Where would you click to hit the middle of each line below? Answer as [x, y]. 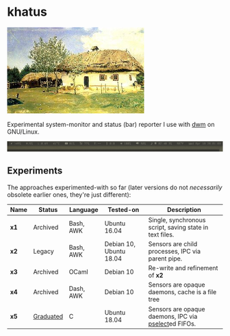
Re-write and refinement [183, 268]
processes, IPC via [174, 251]
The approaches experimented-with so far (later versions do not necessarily [115, 187]
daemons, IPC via [173, 316]
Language [84, 210]
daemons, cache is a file [182, 292]
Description [184, 210]
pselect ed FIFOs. [172, 324]
